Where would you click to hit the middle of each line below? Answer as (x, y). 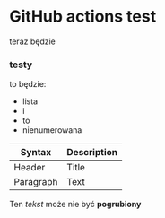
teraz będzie (32, 41)
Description (92, 153)
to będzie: (28, 84)
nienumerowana (52, 130)
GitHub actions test (83, 17)
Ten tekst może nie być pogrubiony (75, 205)
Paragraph (36, 182)
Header (30, 168)
